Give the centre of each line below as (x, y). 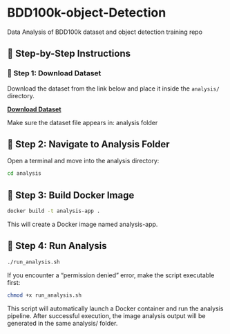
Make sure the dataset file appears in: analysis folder (83, 122)
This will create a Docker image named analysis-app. (83, 224)
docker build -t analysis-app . (54, 211)
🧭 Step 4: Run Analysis (57, 246)
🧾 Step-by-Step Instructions (69, 54)
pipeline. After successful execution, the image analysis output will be (106, 315)
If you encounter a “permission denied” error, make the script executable (111, 275)
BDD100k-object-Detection (87, 13)
